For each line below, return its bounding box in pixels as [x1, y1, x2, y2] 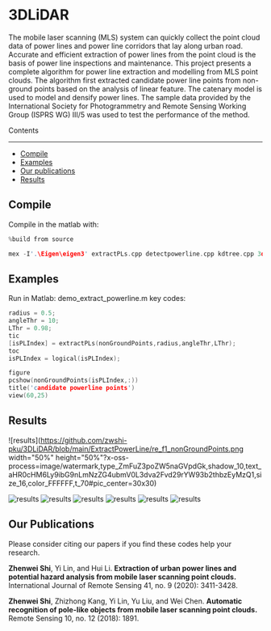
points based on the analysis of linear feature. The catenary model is [34, 83, 262, 94]
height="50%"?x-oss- [55, 452, 129, 462]
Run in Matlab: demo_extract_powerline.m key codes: [8, 294, 186, 303]
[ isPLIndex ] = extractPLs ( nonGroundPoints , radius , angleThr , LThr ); [8, 339, 236, 347]
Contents [8, 125, 39, 135]
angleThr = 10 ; [8, 317, 60, 325]
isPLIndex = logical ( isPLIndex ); [8, 354, 121, 362]
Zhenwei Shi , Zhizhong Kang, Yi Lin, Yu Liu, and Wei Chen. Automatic [8, 596, 243, 606]
